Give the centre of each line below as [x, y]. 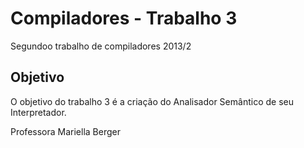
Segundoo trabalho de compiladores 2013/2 [101, 46]
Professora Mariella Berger [65, 131]
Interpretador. [38, 112]
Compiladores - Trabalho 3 [124, 18]
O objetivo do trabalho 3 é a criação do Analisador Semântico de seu [152, 101]
